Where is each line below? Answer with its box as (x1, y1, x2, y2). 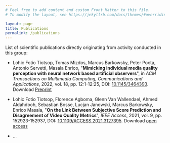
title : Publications (5, 26, 49, 31)
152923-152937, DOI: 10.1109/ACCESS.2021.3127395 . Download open (12, 118, 157, 124)
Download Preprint (12, 86, 52, 92)
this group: (5, 50, 28, 56)
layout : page (5, 21, 33, 26)
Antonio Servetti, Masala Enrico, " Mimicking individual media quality (12, 65, 158, 71)
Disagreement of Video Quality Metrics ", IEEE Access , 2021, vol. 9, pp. (12, 112, 162, 119)
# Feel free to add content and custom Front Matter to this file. (5, 7, 151, 13)
